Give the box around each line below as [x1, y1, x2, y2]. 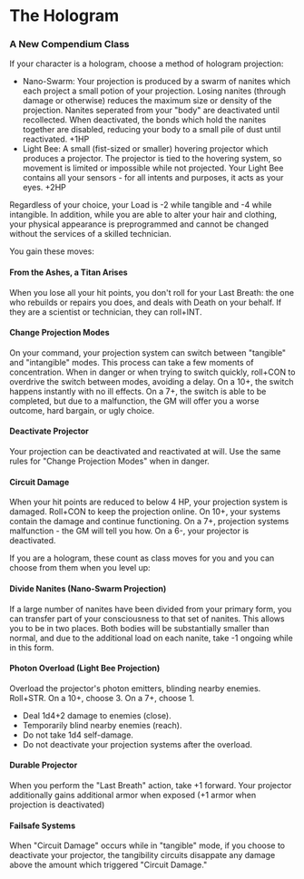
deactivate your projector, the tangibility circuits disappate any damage [9, 850, 276, 861]
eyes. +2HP [22, 182, 66, 193]
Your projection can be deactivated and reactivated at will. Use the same [9, 446, 281, 457]
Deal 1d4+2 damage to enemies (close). [22, 709, 172, 721]
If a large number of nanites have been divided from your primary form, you [9, 603, 292, 614]
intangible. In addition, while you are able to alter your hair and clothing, [9, 210, 278, 220]
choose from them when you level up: [9, 562, 152, 573]
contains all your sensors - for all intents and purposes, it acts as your [22, 172, 284, 183]
